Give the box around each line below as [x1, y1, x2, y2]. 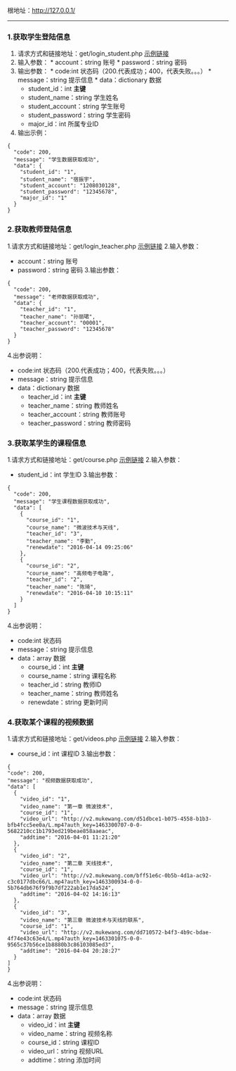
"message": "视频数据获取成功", [7, 777, 93, 784]
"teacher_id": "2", [25, 576, 83, 583]
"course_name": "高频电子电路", [25, 570, 114, 577]
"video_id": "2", [20, 853, 71, 860]
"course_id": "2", [25, 562, 80, 569]
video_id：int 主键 [27, 1020, 80, 1029]
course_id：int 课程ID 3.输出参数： [17, 749, 118, 758]
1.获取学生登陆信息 [7, 32, 71, 42]
